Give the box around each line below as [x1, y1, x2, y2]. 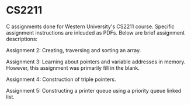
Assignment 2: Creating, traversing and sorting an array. [6, 46, 141, 53]
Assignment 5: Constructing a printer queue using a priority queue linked [6, 87, 182, 94]
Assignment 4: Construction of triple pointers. [6, 76, 116, 83]
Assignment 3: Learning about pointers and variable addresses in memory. [6, 58, 186, 65]
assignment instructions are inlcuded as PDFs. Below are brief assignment [6, 29, 185, 36]
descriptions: [6, 35, 38, 42]
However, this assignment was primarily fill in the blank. [6, 64, 140, 71]
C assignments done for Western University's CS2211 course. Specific [6, 23, 175, 30]
